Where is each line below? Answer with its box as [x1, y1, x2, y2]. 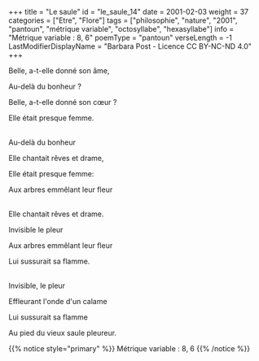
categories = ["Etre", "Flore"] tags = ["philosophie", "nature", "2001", [8, 15, 238, 25]
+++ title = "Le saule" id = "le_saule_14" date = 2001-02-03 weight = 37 [8, 7, 249, 16]
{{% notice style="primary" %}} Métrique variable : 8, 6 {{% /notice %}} [8, 344, 251, 353]
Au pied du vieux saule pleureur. [8, 328, 116, 337]
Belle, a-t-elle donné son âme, [8, 66, 110, 76]
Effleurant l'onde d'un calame [8, 297, 108, 306]
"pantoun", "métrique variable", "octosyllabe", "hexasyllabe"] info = [8, 24, 235, 33]
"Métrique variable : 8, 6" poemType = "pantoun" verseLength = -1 [8, 33, 232, 42]
